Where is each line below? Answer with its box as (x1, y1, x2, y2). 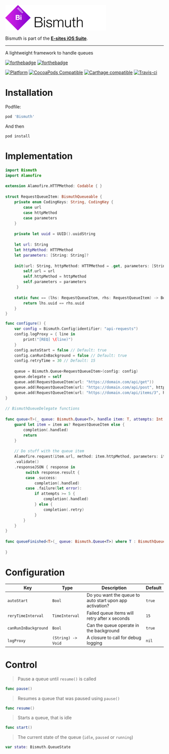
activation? (86, 603, 110, 609)
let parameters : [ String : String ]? (14, 253, 89, 258)
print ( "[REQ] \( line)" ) (23, 337, 73, 342)
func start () (5, 725, 33, 730)
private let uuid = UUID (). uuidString (14, 231, 96, 237)
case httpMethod (23, 210, 57, 215)
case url (23, 205, 42, 210)
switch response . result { (25, 470, 80, 475)
